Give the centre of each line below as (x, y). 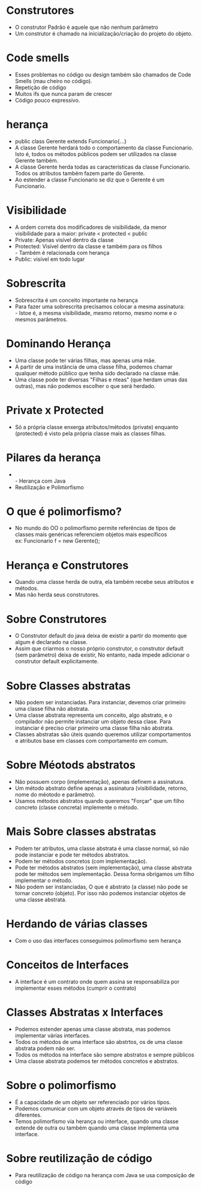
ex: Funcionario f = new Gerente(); (57, 541)
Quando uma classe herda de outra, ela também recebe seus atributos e (104, 582)
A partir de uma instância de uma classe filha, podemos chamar (94, 367)
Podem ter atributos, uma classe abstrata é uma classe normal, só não (102, 849)
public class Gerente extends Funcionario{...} (71, 141)
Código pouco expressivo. (47, 100)
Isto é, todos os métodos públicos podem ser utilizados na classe (96, 154)
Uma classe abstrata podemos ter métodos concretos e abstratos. (97, 1061)
